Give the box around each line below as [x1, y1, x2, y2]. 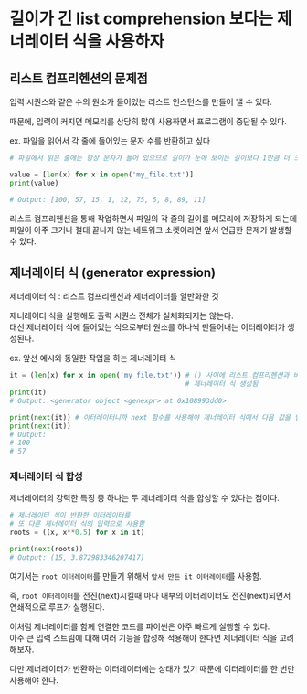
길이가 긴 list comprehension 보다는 [9, 8, 274, 29]
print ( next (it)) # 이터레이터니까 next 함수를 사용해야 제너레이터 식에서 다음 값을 [9, 412, 291, 422]
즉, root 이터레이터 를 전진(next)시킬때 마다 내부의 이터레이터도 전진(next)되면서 [9, 590, 291, 601]
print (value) [9, 178, 59, 187]
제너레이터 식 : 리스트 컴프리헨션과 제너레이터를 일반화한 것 [9, 291, 219, 302]
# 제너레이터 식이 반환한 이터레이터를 [9, 511, 131, 520]
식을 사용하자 [71, 31, 164, 52]
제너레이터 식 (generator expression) [9, 264, 217, 280]
